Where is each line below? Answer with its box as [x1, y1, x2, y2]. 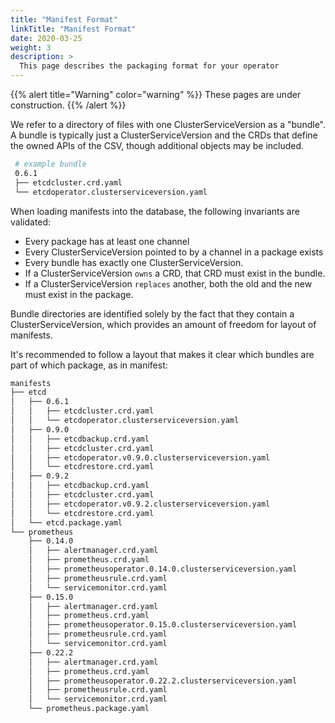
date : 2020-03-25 [10, 33, 83, 43]
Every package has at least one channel [24, 235, 190, 247]
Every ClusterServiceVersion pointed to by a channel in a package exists [24, 246, 324, 258]
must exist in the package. [24, 288, 134, 300]
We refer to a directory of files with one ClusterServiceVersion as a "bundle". [10, 119, 326, 130]
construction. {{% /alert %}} [10, 99, 127, 111]
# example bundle [14, 159, 87, 169]
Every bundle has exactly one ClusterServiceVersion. [24, 256, 244, 268]
